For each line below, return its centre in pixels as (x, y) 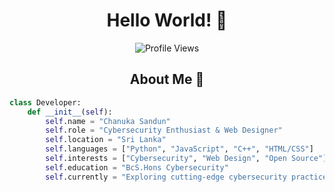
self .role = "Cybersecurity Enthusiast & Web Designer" (164, 130)
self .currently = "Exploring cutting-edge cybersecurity (166, 177)
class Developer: (45, 102)
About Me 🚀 (167, 79)
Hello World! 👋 (167, 20)
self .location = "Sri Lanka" (106, 140)
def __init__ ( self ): (70, 112)
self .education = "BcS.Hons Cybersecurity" (137, 167)
